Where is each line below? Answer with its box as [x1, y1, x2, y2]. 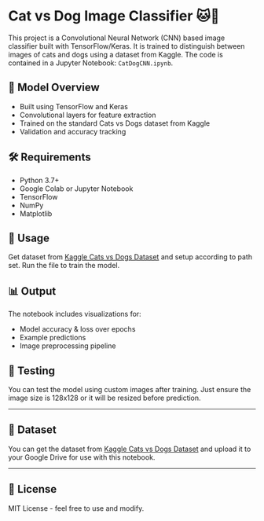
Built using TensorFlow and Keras [19, 101, 128, 111]
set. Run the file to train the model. [8, 261, 120, 270]
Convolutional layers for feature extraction [19, 110, 156, 119]
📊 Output [8, 284, 57, 298]
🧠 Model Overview [8, 81, 100, 94]
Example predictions [19, 333, 86, 343]
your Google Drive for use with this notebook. [8, 452, 156, 462]
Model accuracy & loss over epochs [19, 325, 136, 334]
